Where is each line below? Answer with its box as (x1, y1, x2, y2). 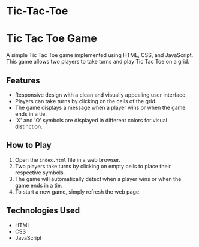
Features (6, 75, 40, 85)
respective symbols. (14, 169, 65, 176)
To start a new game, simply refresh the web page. (14, 188, 141, 195)
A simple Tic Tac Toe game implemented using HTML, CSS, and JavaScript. (6, 52, 194, 59)
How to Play (6, 140, 52, 150)
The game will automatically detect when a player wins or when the (14, 175, 182, 182)
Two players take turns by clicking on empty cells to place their (14, 162, 171, 170)
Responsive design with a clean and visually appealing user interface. (14, 91, 188, 98)
